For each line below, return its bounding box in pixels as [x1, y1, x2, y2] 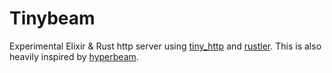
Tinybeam [9, 7, 96, 30]
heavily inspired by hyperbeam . [9, 50, 139, 62]
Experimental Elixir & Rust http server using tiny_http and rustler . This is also [9, 40, 322, 52]
